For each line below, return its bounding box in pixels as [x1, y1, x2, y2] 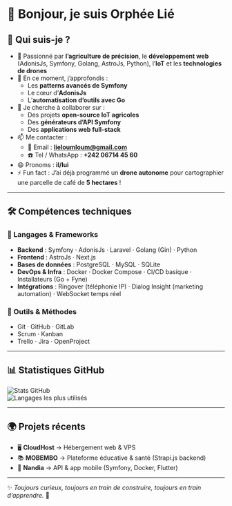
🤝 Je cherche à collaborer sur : [17, 104, 105, 111]
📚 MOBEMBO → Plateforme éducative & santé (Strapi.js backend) [17, 454, 206, 462]
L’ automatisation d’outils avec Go [27, 96, 126, 104]
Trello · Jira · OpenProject [17, 337, 90, 345]
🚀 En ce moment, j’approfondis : [17, 74, 108, 82]
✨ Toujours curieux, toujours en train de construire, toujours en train [7, 483, 202, 492]
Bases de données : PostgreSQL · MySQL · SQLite [17, 260, 161, 269]
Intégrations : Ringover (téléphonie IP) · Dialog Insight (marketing [17, 282, 204, 291]
